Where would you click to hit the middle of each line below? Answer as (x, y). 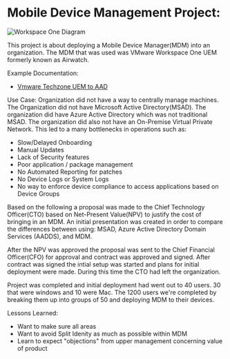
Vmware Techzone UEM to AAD (63, 86)
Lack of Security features (53, 157)
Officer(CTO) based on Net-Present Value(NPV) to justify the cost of (104, 214)
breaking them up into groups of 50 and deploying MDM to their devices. (111, 299)
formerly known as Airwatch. (48, 59)
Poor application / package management (75, 164)
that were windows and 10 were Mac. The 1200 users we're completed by (112, 292)
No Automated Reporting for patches (70, 172)
